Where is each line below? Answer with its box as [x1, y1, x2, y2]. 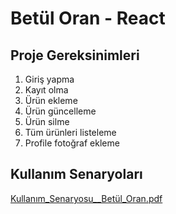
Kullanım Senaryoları [10, 166, 143, 183]
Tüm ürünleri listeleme [24, 127, 117, 138]
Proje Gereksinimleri [10, 47, 140, 64]
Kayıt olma [24, 84, 69, 96]
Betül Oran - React [10, 7, 166, 30]
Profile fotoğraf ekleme [24, 137, 120, 149]
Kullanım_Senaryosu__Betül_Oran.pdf [10, 192, 163, 204]
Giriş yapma [24, 73, 75, 85]
